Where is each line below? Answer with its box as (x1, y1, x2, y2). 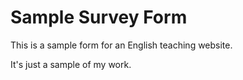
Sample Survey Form (10, 6, 188, 29)
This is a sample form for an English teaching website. (10, 39, 233, 51)
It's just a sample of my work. (10, 58, 132, 70)
